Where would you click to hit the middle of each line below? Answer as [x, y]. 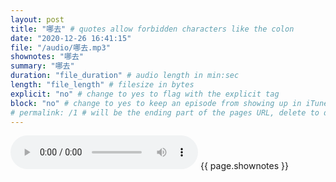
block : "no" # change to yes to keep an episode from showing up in [156, 103]
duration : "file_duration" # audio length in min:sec [125, 76]
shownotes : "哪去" [47, 57]
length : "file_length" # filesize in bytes [102, 85]
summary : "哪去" [42, 66]
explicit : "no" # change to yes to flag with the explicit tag [145, 94]
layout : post [37, 19]
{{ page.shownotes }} [244, 166]
